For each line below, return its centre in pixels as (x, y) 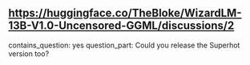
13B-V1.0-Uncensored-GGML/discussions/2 (121, 26)
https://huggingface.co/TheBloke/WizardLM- (125, 13)
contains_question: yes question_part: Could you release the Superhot (124, 45)
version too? (29, 53)
